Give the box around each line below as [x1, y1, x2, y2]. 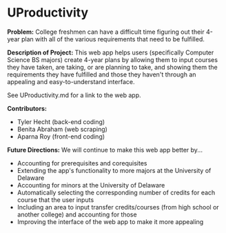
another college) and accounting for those [17, 210, 137, 219]
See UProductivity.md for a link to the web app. [7, 91, 141, 99]
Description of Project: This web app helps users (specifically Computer [7, 48, 214, 57]
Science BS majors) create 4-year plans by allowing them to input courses [7, 55, 218, 63]
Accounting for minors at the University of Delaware [17, 181, 165, 189]
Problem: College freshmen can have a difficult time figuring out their [7, 28, 205, 36]
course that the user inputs [17, 195, 94, 204]
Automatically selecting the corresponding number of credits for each [17, 188, 216, 196]
